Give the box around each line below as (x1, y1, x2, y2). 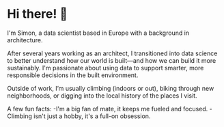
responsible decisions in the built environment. (7, 71, 139, 79)
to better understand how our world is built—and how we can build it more (7, 56, 216, 64)
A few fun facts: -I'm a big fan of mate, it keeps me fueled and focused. (7, 104, 208, 113)
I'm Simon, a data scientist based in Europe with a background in (7, 29, 190, 37)
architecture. (7, 36, 43, 44)
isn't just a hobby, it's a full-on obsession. (33, 112, 151, 120)
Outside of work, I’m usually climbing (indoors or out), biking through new (7, 84, 214, 92)
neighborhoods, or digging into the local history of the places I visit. (7, 91, 197, 100)
